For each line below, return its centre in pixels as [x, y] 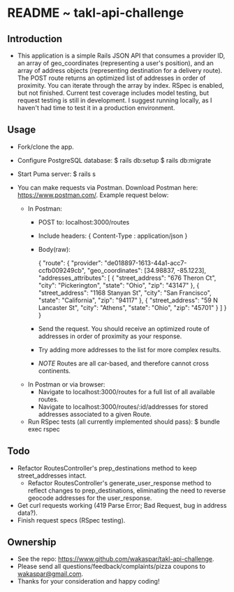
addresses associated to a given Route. [95, 414]
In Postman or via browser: [66, 384]
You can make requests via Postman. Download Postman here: [108, 187]
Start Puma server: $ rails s [57, 174]
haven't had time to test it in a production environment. [96, 108]
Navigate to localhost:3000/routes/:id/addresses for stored [123, 406]
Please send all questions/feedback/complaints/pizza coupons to [111, 567]
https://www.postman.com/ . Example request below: [93, 195]
